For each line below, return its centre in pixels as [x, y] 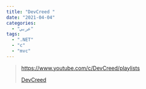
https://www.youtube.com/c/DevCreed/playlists [80, 68]
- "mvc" [21, 51]
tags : [13, 34]
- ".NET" [23, 40]
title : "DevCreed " [31, 12]
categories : [21, 23]
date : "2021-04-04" [31, 17]
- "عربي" [23, 29]
